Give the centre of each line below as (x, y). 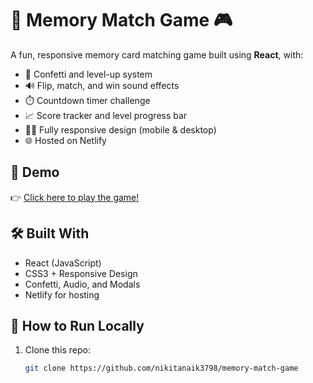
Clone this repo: (57, 350)
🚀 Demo (35, 172)
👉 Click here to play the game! (75, 197)
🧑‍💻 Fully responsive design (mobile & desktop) (120, 129)
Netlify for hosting (62, 294)
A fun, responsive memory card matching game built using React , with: (157, 54)
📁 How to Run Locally (77, 325)
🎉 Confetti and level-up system (88, 74)
